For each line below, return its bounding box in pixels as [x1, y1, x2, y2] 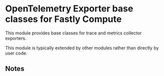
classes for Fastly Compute [5, 13, 122, 25]
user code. [5, 50, 28, 56]
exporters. [5, 35, 27, 41]
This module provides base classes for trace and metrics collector [5, 30, 142, 36]
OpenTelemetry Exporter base [5, 3, 133, 14]
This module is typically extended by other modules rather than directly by [5, 45, 159, 51]
